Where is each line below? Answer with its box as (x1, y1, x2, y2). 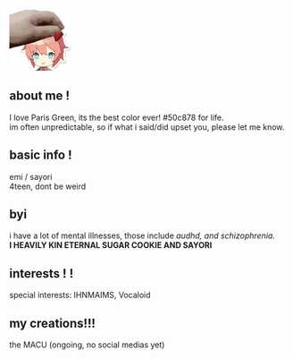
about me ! (9, 89, 70, 104)
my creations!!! (9, 315, 96, 330)
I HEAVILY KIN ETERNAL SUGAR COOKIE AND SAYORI (9, 240, 213, 251)
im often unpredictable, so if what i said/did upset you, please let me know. (9, 121, 285, 132)
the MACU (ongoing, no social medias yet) (9, 339, 165, 350)
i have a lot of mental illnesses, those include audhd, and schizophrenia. (9, 230, 275, 241)
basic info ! (9, 148, 73, 163)
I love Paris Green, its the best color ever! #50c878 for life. (9, 112, 225, 123)
